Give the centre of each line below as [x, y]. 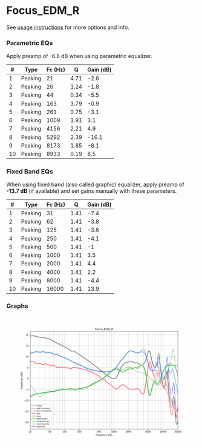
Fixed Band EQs [30, 171]
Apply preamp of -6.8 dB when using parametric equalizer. [79, 56]
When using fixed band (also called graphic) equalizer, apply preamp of [95, 184]
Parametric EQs [30, 43]
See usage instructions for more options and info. [68, 27]
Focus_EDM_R [43, 11]
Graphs [17, 306]
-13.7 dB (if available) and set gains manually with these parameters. [92, 191]
